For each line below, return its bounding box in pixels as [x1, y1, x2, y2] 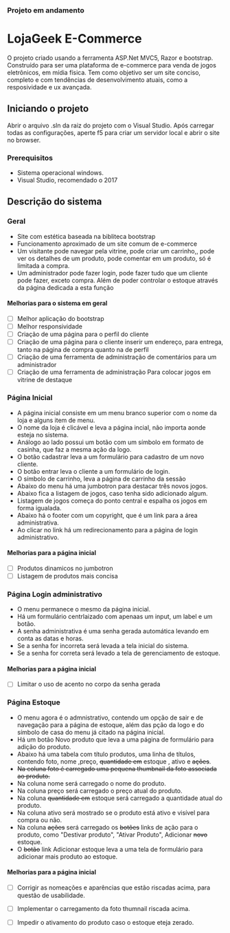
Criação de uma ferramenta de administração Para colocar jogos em [16, 368, 211, 377]
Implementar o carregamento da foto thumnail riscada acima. [16, 904, 190, 912]
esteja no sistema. [16, 430, 69, 439]
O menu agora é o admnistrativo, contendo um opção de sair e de [16, 713, 204, 722]
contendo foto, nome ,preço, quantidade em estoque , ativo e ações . [16, 757, 211, 766]
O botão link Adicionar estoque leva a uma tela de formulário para [16, 845, 203, 853]
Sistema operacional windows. [16, 168, 104, 177]
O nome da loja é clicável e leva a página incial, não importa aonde [16, 423, 206, 432]
